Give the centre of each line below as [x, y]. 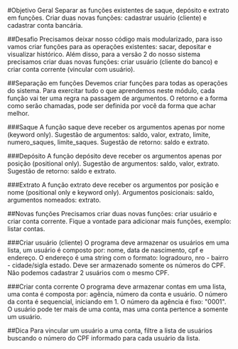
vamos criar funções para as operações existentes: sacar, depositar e [109, 47]
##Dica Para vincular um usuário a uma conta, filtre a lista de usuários [110, 331]
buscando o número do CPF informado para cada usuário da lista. [104, 338]
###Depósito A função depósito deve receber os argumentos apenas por [115, 156]
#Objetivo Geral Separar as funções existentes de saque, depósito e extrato [118, 10]
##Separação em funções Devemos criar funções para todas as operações [118, 83]
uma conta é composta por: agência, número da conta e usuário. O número [118, 294]
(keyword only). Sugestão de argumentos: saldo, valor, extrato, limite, [109, 135]
